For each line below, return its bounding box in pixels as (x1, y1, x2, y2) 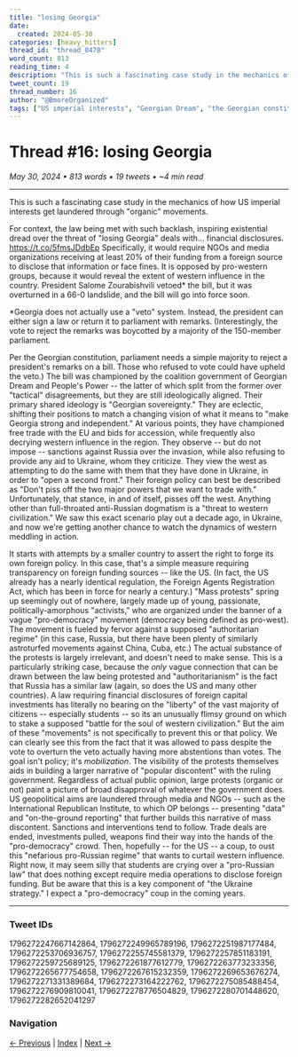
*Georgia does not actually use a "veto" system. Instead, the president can (9, 307, 284, 318)
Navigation (9, 1017, 58, 1029)
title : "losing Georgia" (9, 12, 101, 22)
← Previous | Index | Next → (9, 1037, 112, 1048)
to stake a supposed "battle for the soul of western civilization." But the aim (9, 718, 285, 729)
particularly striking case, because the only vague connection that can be (9, 662, 278, 673)
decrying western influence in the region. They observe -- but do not (9, 437, 262, 448)
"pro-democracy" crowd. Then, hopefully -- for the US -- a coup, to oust (9, 840, 275, 852)
